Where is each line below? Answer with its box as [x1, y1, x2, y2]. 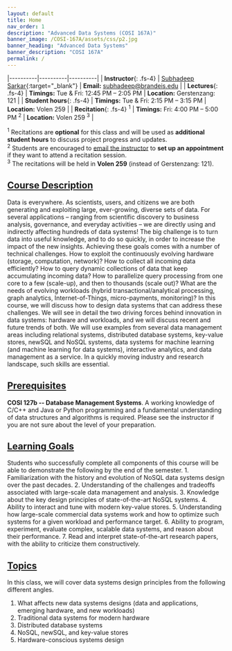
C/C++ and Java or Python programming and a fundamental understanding [7, 406, 222, 414]
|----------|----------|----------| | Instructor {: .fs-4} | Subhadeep [7, 74, 195, 82]
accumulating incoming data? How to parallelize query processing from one [7, 271, 224, 280]
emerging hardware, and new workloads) [17, 607, 135, 615]
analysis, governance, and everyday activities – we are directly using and [7, 220, 216, 229]
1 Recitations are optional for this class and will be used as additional [7, 127, 206, 136]
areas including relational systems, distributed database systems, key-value [7, 330, 224, 339]
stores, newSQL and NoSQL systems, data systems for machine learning [7, 337, 215, 346]
